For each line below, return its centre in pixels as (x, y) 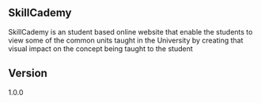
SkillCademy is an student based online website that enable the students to (130, 31)
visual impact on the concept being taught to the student (100, 48)
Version (28, 74)
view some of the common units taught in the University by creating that (126, 40)
